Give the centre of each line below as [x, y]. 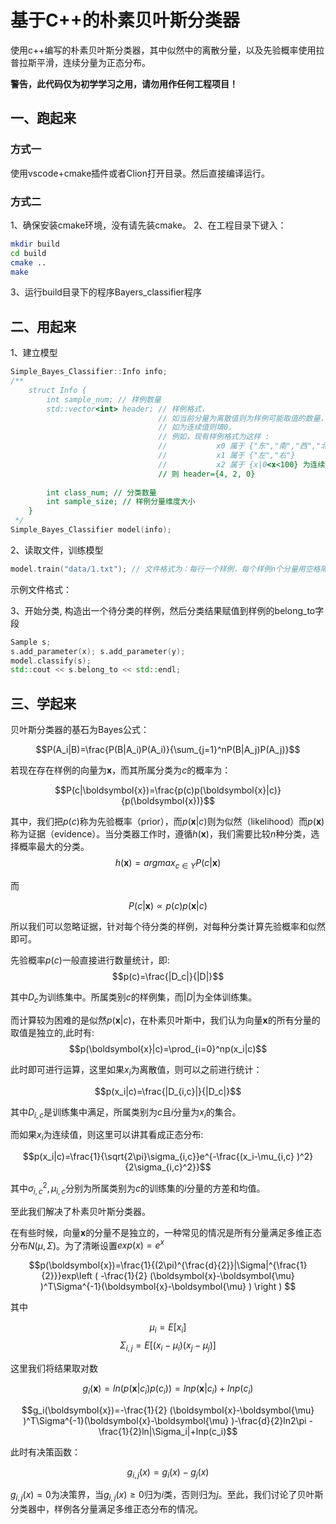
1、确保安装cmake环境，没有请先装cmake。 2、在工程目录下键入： [148, 225]
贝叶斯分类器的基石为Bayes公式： [80, 730]
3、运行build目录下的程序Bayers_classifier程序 [106, 292]
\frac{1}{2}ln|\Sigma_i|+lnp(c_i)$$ [168, 1431]
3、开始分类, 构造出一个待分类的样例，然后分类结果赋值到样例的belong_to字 [167, 610]
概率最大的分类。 [54, 847]
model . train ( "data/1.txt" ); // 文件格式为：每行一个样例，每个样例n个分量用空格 [165, 569]
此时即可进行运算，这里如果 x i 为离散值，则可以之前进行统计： [136, 1070]
